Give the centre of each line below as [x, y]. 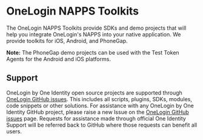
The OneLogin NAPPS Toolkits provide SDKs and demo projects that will [96, 28]
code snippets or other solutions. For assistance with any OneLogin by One [100, 105]
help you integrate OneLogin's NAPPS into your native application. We [94, 34]
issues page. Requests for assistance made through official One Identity [96, 118]
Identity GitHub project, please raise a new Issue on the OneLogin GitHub [98, 112]
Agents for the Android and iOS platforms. [58, 59]
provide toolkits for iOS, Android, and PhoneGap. [67, 41]
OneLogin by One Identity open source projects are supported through [95, 93]
